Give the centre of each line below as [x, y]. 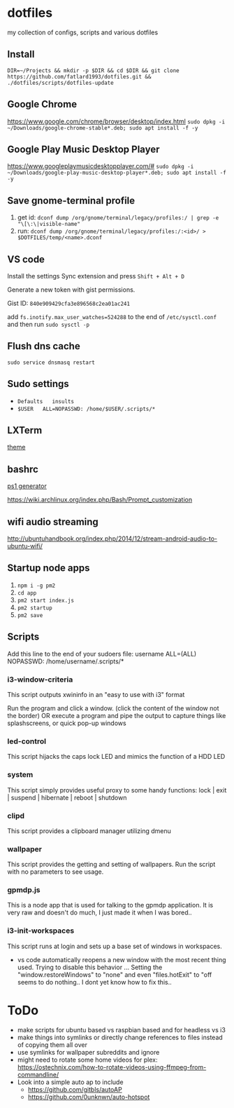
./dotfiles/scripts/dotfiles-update [60, 83]
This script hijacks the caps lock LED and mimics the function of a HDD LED [116, 757]
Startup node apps [49, 568]
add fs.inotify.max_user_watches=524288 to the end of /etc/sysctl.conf [112, 317]
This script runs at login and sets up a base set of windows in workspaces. [115, 946]
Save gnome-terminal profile [71, 200]
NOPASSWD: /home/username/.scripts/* [66, 661]
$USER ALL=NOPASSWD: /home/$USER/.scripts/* [86, 409]
